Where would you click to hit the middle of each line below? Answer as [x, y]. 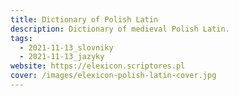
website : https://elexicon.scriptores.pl [98, 66]
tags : [21, 38]
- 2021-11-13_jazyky [62, 57]
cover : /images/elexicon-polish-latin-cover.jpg [113, 76]
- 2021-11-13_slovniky [66, 47]
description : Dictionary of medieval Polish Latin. [120, 29]
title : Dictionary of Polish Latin [84, 19]
